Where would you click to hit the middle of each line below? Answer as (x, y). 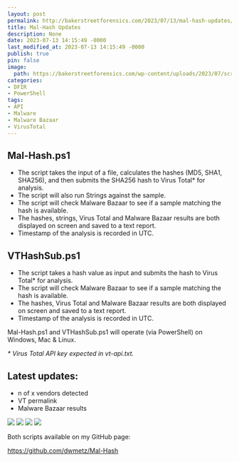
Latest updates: (43, 376)
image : (17, 67)
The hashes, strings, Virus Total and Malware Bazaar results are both (119, 218)
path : (22, 73)
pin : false (23, 61)
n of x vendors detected (53, 393)
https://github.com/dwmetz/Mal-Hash (63, 451)
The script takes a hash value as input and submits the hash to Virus (118, 273)
